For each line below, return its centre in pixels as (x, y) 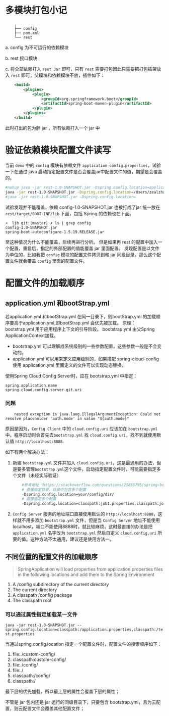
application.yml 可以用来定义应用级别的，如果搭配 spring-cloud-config (86, 359)
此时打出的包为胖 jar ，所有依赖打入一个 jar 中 (53, 128)
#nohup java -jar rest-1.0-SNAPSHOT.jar (48, 187)
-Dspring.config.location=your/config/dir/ (68, 494)
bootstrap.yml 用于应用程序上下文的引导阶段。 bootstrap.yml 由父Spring (80, 329)
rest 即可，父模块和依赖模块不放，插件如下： (58, 75)
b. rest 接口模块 (21, 58)
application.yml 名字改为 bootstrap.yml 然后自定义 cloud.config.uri (84, 533)
